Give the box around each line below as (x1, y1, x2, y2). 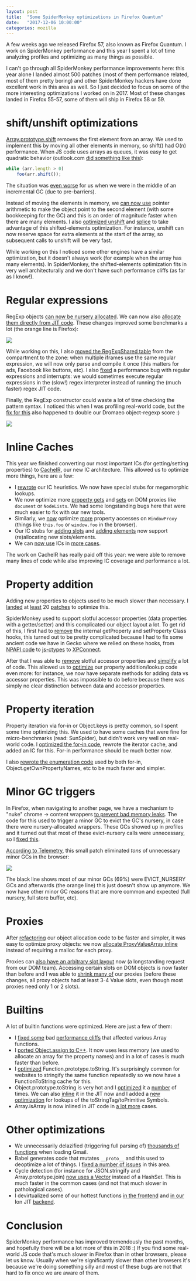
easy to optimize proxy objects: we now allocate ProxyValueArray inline (6, 940, 178, 947)
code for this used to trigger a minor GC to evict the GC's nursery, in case (6, 817, 184, 824)
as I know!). (6, 273, 34, 280)
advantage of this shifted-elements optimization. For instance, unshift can (6, 224, 184, 231)
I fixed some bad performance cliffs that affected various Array (14, 1034, 167, 1041)
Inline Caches (6, 441, 74, 454)
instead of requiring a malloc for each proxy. (6, 946, 113, 953)
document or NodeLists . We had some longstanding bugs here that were (14, 502, 186, 509)
